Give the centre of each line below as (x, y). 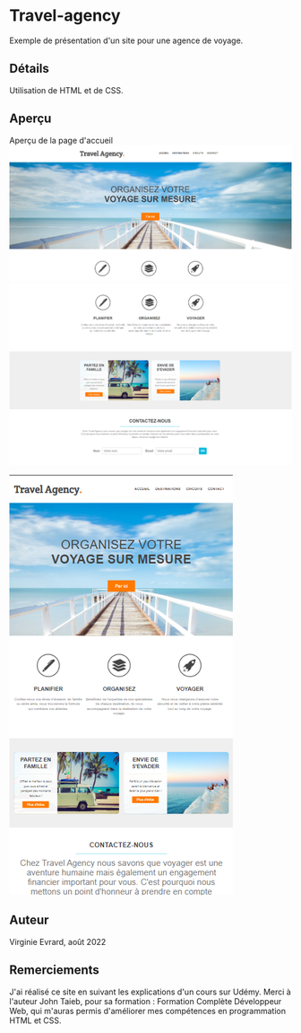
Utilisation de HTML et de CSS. (66, 90)
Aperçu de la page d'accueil (61, 140)
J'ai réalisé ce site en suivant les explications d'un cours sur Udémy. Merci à (150, 992)
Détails (29, 69)
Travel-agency (65, 16)
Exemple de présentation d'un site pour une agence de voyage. (126, 40)
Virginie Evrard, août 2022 (58, 941)
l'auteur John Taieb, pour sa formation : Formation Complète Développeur (146, 1001)
